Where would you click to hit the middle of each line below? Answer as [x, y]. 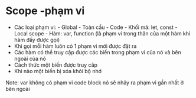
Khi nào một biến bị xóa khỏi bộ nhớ [58, 71]
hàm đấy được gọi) [37, 40]
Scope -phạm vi [45, 11]
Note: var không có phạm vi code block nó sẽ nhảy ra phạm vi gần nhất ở [95, 82]
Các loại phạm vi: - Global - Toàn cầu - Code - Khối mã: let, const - [96, 27]
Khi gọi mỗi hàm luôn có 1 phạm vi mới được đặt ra [75, 46]
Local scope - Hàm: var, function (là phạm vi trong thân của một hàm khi [102, 33]
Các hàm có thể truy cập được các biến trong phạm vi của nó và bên [97, 52]
